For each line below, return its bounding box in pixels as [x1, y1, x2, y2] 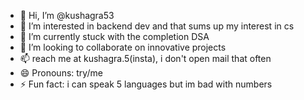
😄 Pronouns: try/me [19, 67, 103, 79]
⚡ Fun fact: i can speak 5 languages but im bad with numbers [19, 78, 273, 90]
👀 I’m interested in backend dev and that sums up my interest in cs [19, 20, 295, 32]
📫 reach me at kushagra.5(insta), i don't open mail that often [19, 53, 272, 64]
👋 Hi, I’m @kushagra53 [19, 10, 115, 21]
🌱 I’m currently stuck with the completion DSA [19, 31, 210, 42]
